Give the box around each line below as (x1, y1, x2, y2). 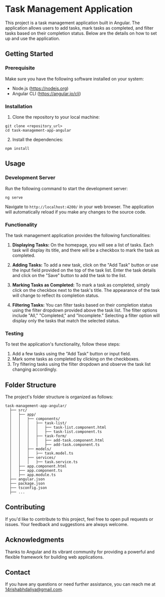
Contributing (5, 503, 45, 511)
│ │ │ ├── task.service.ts (9, 459, 78, 464)
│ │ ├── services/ (9, 455, 56, 460)
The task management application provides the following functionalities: (5, 232, 151, 238)
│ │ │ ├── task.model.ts (9, 451, 74, 456)
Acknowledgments (5, 536, 65, 544)
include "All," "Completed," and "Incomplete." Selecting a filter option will (12, 312, 160, 318)
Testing (5, 330, 24, 337)
